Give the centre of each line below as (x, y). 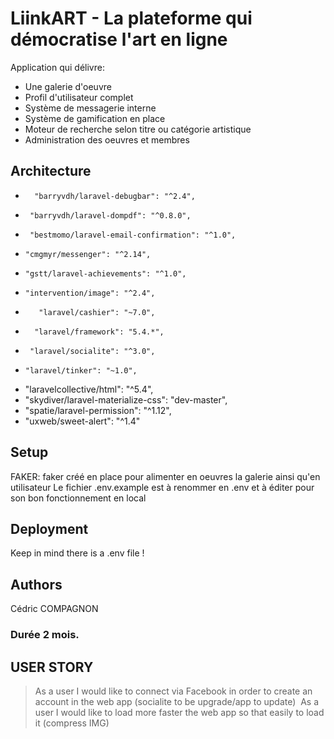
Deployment (49, 528)
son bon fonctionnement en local (78, 498)
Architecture (51, 171)
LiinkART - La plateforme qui (131, 18)
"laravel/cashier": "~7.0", (97, 312)
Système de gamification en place (95, 118)
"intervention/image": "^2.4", (90, 293)
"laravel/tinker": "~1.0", (81, 370)
